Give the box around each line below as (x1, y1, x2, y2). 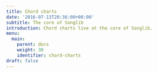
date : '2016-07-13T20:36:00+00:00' (6, 14, 95, 20)
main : (11, 36, 26, 42)
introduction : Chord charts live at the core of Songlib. (6, 25, 153, 31)
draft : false (6, 58, 39, 64)
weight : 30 (17, 47, 44, 53)
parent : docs (17, 42, 49, 48)
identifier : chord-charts (17, 52, 81, 58)
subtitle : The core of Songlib (6, 19, 84, 25)
